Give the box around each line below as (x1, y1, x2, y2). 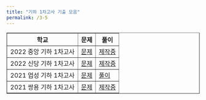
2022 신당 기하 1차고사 (10, 59, 75, 68)
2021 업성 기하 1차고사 (10, 71, 75, 79)
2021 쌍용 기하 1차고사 (10, 83, 75, 91)
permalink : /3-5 (6, 15, 48, 21)
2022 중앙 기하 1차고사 (10, 47, 75, 55)
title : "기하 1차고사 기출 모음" (6, 9, 80, 15)
